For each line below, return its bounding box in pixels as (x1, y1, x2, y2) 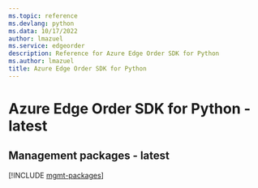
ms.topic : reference (8, 11, 79, 20)
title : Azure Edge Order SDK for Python (8, 65, 148, 73)
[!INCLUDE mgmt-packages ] (8, 170, 104, 180)
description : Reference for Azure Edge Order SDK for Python (8, 49, 220, 58)
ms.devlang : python (8, 19, 75, 28)
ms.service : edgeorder (8, 42, 85, 50)
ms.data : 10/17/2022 (8, 27, 79, 35)
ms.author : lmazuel (8, 58, 75, 66)
